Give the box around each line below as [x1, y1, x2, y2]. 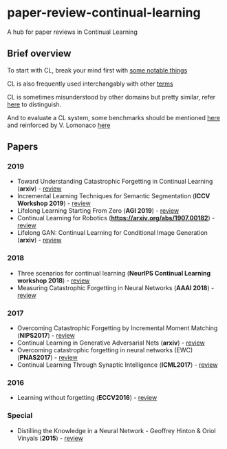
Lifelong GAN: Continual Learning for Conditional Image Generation [17, 229, 208, 237]
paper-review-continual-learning [7, 5, 201, 21]
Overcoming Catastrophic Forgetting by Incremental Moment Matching [17, 324, 218, 332]
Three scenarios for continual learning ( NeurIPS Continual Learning [17, 269, 211, 277]
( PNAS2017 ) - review [17, 354, 78, 362]
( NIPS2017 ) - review [17, 332, 76, 340]
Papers [7, 141, 39, 153]
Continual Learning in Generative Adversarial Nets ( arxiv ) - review [17, 338, 205, 347]
